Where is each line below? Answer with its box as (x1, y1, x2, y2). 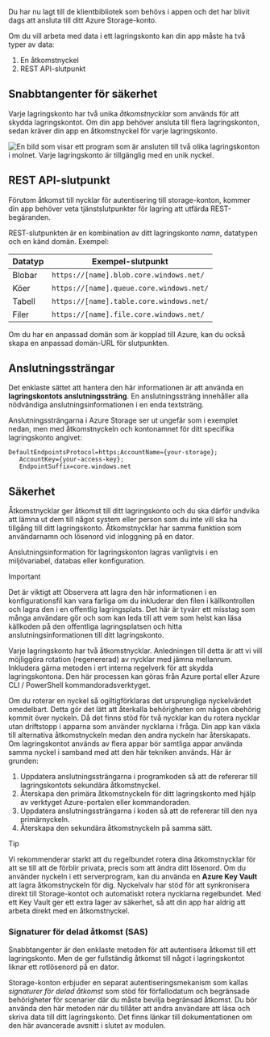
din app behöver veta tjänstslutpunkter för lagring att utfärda (8, 204, 210, 213)
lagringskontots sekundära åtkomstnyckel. (19, 780, 161, 790)
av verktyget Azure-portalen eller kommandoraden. (19, 798, 191, 807)
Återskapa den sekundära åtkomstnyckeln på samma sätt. (19, 824, 213, 833)
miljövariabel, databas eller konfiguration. (8, 556, 146, 566)
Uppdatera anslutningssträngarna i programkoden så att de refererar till (19, 772, 258, 782)
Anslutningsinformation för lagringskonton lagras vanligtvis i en (8, 547, 218, 557)
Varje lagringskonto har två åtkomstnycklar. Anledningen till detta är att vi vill (8, 646, 263, 656)
